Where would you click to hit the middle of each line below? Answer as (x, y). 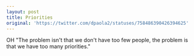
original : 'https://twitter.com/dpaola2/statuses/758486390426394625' (98, 23)
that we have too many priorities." (48, 46)
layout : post (23, 12)
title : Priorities (29, 17)
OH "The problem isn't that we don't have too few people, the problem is (97, 40)
